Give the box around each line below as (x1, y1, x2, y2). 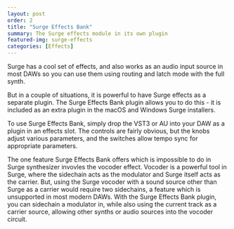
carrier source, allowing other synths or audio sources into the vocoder (7, 208, 214, 216)
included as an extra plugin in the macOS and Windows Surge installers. (7, 106, 216, 114)
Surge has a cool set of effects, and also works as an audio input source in (7, 63, 223, 70)
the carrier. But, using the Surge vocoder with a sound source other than (7, 178, 217, 186)
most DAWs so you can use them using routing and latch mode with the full (7, 70, 225, 78)
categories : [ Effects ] (7, 43, 74, 50)
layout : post (7, 10, 46, 18)
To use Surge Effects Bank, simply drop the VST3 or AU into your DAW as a (7, 119, 225, 127)
